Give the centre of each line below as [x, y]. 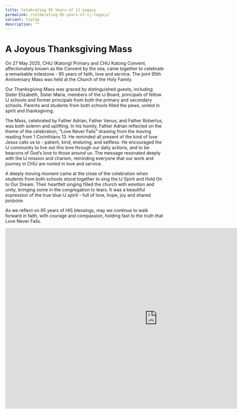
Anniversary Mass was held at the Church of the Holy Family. [69, 80]
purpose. [15, 200]
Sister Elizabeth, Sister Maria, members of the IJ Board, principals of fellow [84, 95]
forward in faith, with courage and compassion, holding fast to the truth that [84, 216]
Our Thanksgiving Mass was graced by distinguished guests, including [79, 89]
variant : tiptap [22, 19]
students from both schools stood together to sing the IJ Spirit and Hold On [84, 179]
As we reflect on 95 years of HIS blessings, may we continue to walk [77, 211]
